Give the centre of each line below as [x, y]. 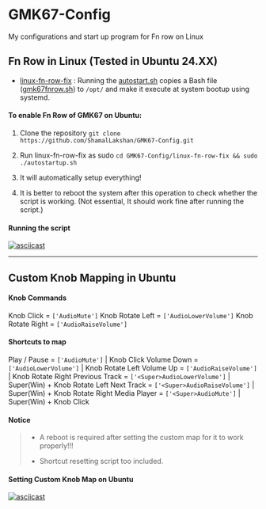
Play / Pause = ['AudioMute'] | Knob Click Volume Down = [103, 359]
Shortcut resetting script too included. [101, 462]
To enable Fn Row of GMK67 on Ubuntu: [75, 116]
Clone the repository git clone [70, 133]
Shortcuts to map [38, 342]
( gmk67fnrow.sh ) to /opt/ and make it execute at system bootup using [134, 89]
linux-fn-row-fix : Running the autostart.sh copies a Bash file [118, 80]
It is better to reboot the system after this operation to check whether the [139, 192]
